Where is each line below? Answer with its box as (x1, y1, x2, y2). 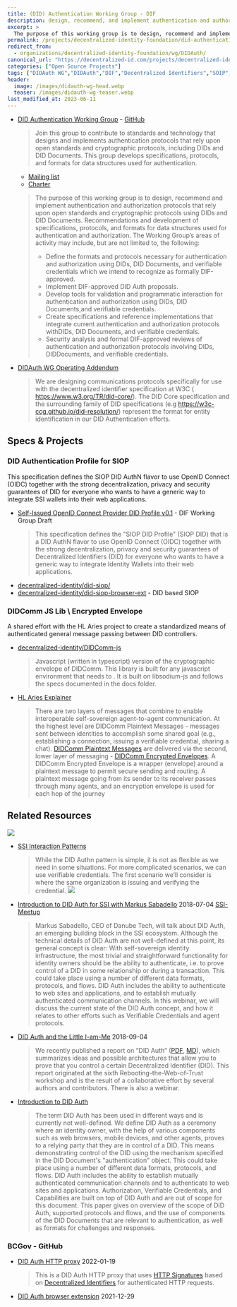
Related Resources (7, 810, 92, 822)
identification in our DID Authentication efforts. (35, 414, 171, 423)
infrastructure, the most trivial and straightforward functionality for (35, 951, 229, 960)
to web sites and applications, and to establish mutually (35, 989, 196, 997)
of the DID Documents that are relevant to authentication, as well (35, 1216, 224, 1224)
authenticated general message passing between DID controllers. (7, 629, 197, 638)
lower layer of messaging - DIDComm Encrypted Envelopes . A (35, 751, 217, 760)
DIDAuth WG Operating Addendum (17, 364, 119, 371)
